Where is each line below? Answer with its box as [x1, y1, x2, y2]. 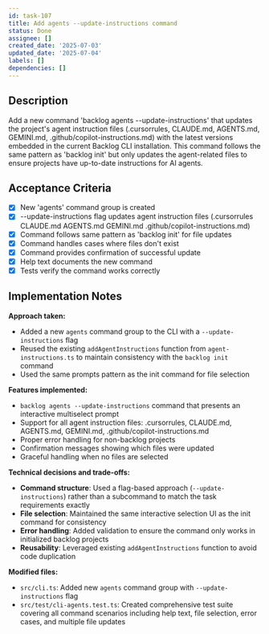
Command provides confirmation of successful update [19, 247, 201, 257]
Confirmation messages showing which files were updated [19, 443, 214, 453]
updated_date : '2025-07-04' [8, 49, 103, 57]
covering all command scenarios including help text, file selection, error [19, 608, 257, 618]
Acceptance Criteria [8, 181, 112, 195]
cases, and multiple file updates [19, 616, 126, 626]
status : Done [8, 27, 52, 35]
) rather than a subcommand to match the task [63, 492, 217, 501]
